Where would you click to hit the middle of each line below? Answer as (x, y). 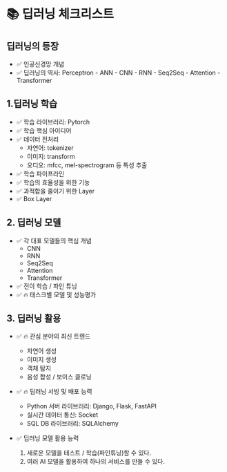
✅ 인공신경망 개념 (40, 64)
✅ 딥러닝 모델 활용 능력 (48, 438)
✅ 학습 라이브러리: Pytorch (53, 122)
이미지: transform (51, 156)
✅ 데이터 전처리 (38, 139)
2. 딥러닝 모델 (34, 223)
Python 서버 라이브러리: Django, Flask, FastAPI (91, 406)
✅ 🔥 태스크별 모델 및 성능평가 (56, 294)
